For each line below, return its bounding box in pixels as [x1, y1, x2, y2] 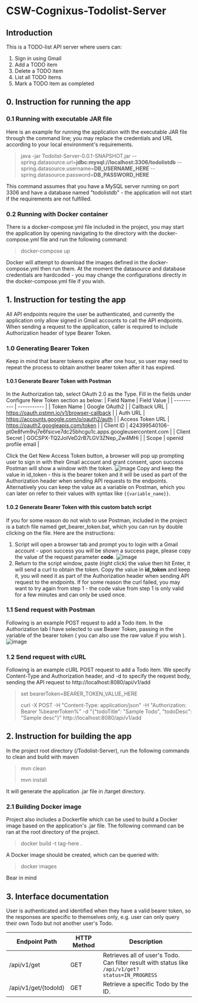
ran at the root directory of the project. [6, 829, 100, 836]
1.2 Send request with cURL [6, 652, 87, 661]
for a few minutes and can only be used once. [14, 591, 126, 598]
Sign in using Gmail [14, 55, 62, 62]
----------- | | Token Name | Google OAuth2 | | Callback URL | [17, 403, 168, 410]
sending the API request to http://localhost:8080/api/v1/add [6, 679, 151, 686]
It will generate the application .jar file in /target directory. [6, 788, 146, 795]
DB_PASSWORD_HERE [93, 171, 150, 178]
